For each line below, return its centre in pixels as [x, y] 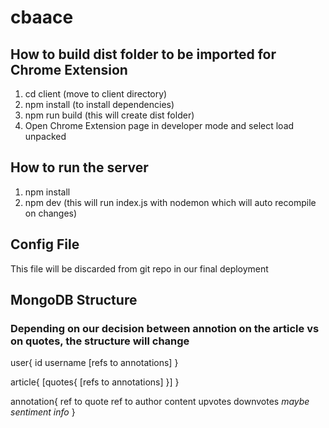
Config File [45, 244]
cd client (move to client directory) [96, 94]
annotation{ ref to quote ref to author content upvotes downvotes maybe [160, 402]
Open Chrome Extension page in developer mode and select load [159, 125]
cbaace [42, 17]
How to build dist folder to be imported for [143, 54]
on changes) [51, 213]
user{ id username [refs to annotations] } [94, 363]
